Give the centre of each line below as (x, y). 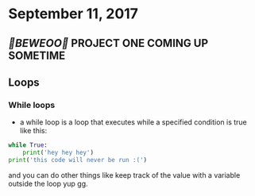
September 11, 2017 (73, 14)
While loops (32, 105)
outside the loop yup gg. (48, 183)
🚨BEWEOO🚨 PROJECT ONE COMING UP (108, 43)
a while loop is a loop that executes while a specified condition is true (133, 122)
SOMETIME (37, 55)
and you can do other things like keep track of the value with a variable (124, 175)
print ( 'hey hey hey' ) (58, 153)
